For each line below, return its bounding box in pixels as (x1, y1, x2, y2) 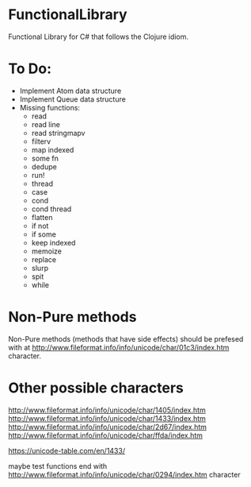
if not (31, 221, 49, 230)
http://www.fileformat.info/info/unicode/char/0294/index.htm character (8, 470, 241, 479)
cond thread (31, 204, 72, 214)
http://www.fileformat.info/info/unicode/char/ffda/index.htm (8, 431, 203, 440)
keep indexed (31, 238, 76, 247)
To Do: (8, 60, 52, 78)
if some (31, 229, 57, 239)
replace (31, 254, 57, 264)
